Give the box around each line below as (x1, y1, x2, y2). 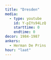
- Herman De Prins (9, 43, 47, 48)
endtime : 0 (13, 30, 36, 34)
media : (5, 12, 18, 16)
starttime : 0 (13, 25, 40, 30)
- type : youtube (9, 16, 42, 21)
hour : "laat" (5, 47, 31, 52)
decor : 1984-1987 (5, 34, 40, 39)
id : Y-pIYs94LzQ (13, 20, 47, 26)
